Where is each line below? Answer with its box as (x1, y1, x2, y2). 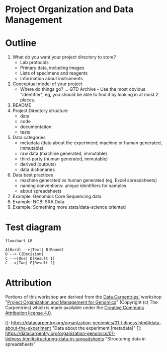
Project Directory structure (12, 107, 68, 114)
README (12, 102, 32, 108)
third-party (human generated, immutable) (20, 156, 108, 162)
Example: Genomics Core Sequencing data (12, 193, 102, 200)
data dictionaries (20, 166, 55, 172)
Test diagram (5, 222, 61, 233)
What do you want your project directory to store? (12, 54, 116, 60)
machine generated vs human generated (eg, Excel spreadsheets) (20, 178, 157, 184)
